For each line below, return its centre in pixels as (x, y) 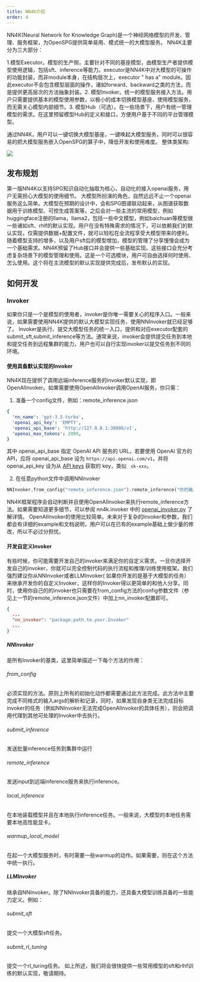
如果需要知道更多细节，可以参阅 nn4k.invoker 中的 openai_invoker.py (101, 509)
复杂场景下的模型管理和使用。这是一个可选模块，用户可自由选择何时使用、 (103, 255)
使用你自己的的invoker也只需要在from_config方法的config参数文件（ (101, 590)
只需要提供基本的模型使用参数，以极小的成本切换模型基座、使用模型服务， (103, 99)
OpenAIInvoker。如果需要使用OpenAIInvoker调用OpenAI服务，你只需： (94, 388)
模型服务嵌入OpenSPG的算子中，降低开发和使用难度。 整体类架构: (108, 142)
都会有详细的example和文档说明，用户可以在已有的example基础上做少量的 (98, 524)
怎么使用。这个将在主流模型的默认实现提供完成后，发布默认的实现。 (90, 263)
